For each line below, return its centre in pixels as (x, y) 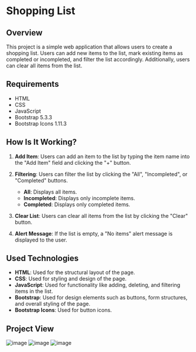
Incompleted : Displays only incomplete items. (79, 198)
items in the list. (34, 291)
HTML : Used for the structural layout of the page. (75, 272)
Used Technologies (42, 258)
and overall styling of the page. (52, 304)
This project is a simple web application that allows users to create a (89, 47)
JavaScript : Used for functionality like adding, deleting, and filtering (97, 285)
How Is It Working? (42, 142)
